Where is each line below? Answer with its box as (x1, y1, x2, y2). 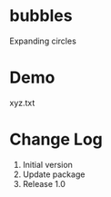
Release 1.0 (22, 178, 66, 189)
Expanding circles (9, 35, 77, 46)
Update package (22, 169, 86, 180)
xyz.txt (9, 97, 35, 108)
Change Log (9, 129, 103, 150)
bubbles (9, 5, 73, 26)
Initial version (22, 159, 73, 170)
